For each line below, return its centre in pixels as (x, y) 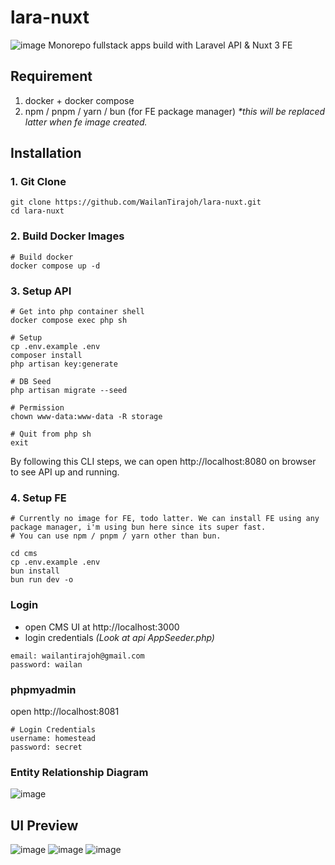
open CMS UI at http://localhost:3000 (102, 627)
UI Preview (44, 825)
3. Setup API (41, 291)
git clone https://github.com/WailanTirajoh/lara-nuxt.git (136, 202)
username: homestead (53, 738)
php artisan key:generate (64, 364)
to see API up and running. (65, 472)
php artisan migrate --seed (69, 391)
